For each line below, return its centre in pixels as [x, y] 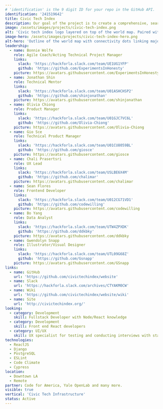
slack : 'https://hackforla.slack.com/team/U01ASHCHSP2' [75, 91]
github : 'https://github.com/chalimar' [58, 177]
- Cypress [19, 367]
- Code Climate [25, 363]
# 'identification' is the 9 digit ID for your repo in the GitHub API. [80, 9]
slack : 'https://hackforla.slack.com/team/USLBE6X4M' [73, 173]
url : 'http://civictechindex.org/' [50, 304]
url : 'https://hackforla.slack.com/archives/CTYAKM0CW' [72, 286]
